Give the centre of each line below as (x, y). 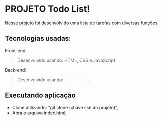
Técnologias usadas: (38, 39)
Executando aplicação (40, 96)
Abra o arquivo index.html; (39, 113)
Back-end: (16, 70)
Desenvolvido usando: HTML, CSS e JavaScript (66, 60)
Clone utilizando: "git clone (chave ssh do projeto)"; (65, 107)
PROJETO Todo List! (48, 9)
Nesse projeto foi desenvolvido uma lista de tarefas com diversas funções (81, 23)
